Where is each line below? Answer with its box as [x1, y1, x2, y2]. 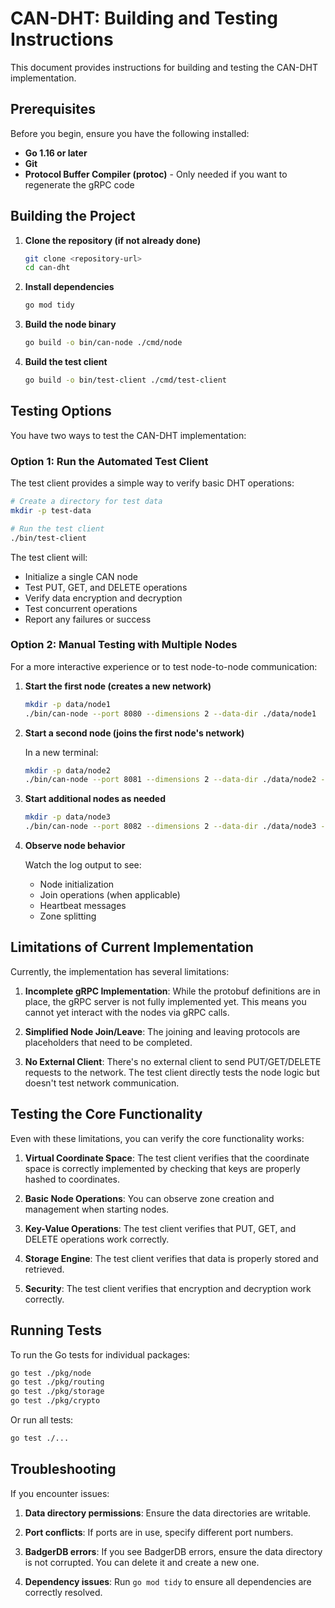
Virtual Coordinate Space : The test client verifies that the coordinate [24, 1152, 310, 1164]
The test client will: [10, 551, 88, 563]
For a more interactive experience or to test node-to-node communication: [10, 660, 318, 672]
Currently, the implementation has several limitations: [10, 965, 230, 977]
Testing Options [10, 403, 112, 420]
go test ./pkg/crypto [10, 1396, 101, 1406]
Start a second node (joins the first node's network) [24, 727, 245, 739]
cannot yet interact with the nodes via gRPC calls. [24, 1006, 230, 1018]
